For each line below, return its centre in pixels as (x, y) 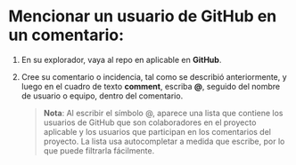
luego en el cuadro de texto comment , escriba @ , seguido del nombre (151, 86)
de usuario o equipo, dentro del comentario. (102, 96)
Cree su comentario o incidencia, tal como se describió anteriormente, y (154, 76)
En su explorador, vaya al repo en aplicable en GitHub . (121, 59)
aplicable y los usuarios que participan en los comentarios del (157, 131)
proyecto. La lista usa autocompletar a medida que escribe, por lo (164, 141)
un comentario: (66, 35)
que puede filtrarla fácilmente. (99, 150)
